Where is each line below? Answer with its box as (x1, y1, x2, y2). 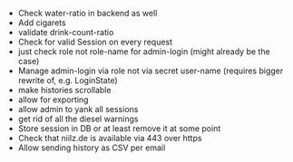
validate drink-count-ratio (17, 27, 114, 37)
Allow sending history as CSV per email (17, 142, 166, 153)
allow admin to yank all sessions (17, 104, 139, 114)
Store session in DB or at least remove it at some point (17, 123, 221, 134)
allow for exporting (17, 94, 89, 105)
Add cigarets (17, 17, 66, 28)
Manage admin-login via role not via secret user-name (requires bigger (17, 65, 284, 76)
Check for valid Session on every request (17, 36, 173, 47)
